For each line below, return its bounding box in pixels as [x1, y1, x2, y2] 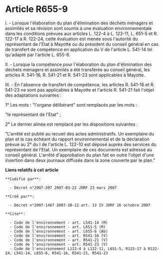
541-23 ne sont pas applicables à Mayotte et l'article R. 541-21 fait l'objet [5, 87, 155, 93]
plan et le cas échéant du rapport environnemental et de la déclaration [5, 136, 150, 142]
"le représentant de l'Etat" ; [5, 111, 61, 118]
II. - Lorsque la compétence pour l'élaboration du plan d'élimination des [5, 61, 152, 67]
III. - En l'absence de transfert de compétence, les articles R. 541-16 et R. [5, 81, 155, 88]
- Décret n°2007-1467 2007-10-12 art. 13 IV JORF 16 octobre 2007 [9, 203, 151, 208]
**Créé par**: [5, 194, 35, 199]
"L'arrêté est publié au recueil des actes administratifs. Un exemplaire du [5, 130, 155, 136]
